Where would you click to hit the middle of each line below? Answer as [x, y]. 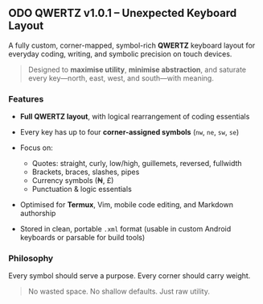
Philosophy [31, 259]
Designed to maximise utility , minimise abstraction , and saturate [137, 69]
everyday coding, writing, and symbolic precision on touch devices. [120, 54]
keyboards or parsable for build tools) [82, 238]
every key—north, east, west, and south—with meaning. [121, 78]
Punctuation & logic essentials [82, 189]
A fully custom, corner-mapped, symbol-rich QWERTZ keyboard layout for [132, 45]
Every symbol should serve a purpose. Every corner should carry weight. [129, 276]
